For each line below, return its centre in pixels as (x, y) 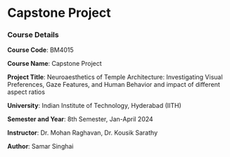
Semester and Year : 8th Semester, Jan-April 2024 (80, 119)
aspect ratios (26, 92)
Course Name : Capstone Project (55, 64)
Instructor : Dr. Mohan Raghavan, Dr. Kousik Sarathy (83, 133)
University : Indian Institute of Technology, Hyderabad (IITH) (94, 106)
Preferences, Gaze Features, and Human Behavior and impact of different (114, 85)
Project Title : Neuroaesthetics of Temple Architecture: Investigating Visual (115, 77)
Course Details (33, 35)
